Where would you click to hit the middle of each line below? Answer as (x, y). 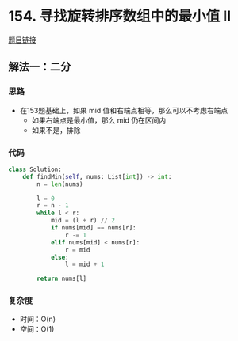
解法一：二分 (40, 67)
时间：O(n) (37, 319)
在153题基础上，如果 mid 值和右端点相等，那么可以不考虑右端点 (124, 110)
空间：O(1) (37, 329)
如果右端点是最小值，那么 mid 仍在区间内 (99, 120)
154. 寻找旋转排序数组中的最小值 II (120, 16)
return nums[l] (62, 279)
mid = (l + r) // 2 (83, 221)
